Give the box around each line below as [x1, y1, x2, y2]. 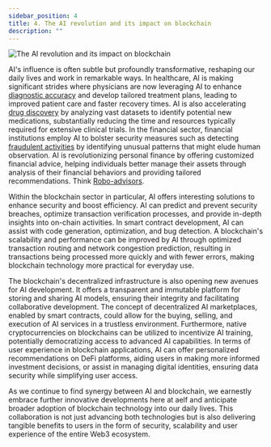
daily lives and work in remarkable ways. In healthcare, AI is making [8, 74, 234, 83]
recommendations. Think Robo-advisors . [8, 176, 145, 186]
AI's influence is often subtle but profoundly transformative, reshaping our [8, 65, 256, 74]
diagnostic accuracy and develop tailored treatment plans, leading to [8, 91, 237, 100]
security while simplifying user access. [8, 371, 138, 381]
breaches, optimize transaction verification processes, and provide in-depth [8, 209, 262, 219]
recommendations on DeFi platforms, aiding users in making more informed [8, 353, 260, 364]
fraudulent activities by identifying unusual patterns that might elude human [8, 142, 261, 152]
